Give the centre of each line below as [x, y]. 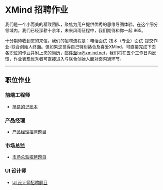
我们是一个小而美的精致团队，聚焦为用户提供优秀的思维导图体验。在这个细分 [81, 24]
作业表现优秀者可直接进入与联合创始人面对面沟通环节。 [69, 59]
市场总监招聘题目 [29, 157]
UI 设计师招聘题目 [30, 182]
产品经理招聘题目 [29, 132]
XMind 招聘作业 [37, 10]
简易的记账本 [25, 107]
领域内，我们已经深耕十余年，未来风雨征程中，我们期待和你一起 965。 [75, 30]
